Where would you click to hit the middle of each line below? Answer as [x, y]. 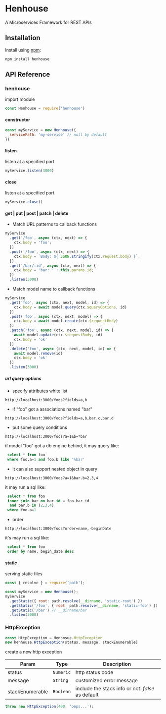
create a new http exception [34, 652]
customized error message [107, 681]
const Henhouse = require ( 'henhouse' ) [45, 109]
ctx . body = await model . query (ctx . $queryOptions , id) [70, 307]
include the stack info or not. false [115, 689]
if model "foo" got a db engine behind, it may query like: [62, 446]
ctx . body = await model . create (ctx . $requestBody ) [66, 321]
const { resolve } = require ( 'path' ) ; [45, 583]
